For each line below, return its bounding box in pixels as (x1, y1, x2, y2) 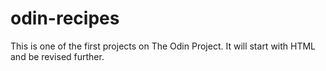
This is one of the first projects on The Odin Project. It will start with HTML (10, 40, 317, 52)
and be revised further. (10, 50, 105, 62)
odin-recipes (10, 7, 120, 30)
